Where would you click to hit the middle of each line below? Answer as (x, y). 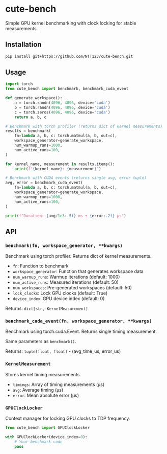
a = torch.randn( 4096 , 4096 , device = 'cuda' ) (62, 103)
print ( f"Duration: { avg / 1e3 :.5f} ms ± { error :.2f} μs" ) (66, 216)
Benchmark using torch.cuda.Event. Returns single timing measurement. (81, 332)
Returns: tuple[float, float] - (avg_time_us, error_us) (63, 351)
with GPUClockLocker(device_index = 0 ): (46, 437)
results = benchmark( (28, 131)
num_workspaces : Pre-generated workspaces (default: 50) (72, 288)
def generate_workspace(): (34, 98)
